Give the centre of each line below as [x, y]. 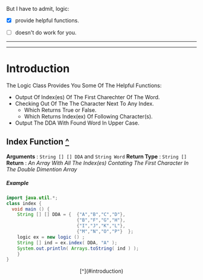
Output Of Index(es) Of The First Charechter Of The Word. [87, 97]
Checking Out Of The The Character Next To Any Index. [84, 104]
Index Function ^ [38, 142]
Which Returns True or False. [60, 110]
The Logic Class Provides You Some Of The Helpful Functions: [84, 86]
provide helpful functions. [47, 20]
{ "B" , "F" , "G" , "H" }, [101, 220]
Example [18, 183]
